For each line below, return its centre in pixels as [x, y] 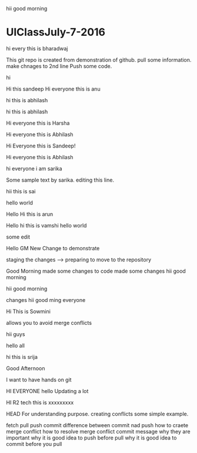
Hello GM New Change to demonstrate [53, 248]
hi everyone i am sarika [34, 168]
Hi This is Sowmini [29, 311]
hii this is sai [21, 191]
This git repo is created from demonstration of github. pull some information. [99, 60]
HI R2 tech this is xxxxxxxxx [40, 402]
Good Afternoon [26, 368]
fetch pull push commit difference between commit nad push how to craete [97, 425]
